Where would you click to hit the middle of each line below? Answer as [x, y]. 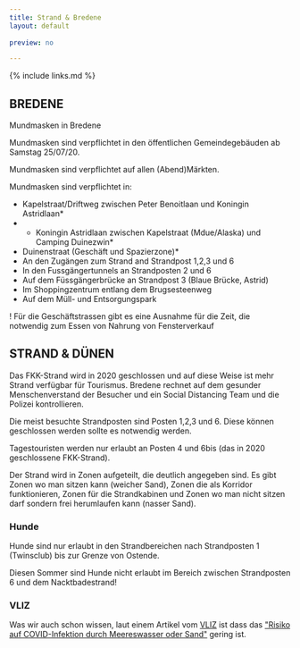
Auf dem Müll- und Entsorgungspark [89, 299]
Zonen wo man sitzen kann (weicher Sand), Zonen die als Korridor [131, 484]
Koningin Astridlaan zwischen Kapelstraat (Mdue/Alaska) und [148, 232]
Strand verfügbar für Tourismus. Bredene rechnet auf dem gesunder [135, 384]
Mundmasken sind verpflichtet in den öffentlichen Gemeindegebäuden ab [145, 143]
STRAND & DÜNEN [62, 354]
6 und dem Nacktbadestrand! [63, 583]
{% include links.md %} [53, 76]
